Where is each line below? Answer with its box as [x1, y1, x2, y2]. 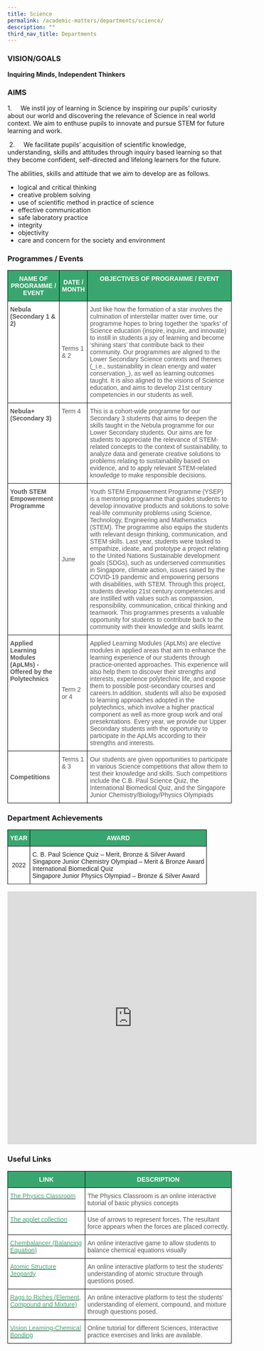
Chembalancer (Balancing [10, 1239, 83, 1247]
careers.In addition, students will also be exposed [90, 689, 226, 697]
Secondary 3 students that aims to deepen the [90, 414, 218, 423]
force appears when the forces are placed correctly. [87, 1222, 229, 1231]
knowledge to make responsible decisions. [90, 471, 207, 480]
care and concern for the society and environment [17, 235, 166, 244]
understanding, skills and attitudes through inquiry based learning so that [7, 147, 222, 157]
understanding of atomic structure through [87, 1269, 204, 1278]
